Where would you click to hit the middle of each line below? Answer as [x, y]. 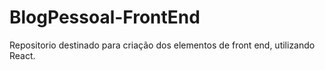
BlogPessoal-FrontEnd [105, 17]
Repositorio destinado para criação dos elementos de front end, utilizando [162, 45]
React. [22, 55]
